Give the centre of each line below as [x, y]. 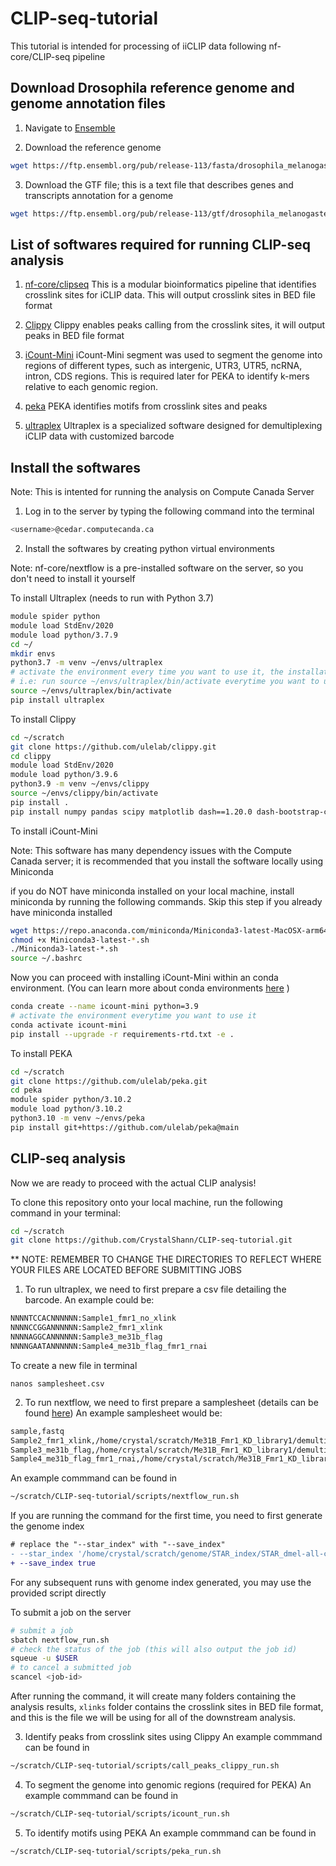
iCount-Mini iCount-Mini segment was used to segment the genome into [173, 355]
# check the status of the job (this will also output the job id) [154, 1649]
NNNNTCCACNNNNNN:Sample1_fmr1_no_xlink [93, 1318]
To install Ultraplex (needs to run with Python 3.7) [112, 598]
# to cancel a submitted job [71, 1668]
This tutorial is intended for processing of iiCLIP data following [138, 46]
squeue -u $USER [44, 1658]
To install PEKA [41, 1053]
